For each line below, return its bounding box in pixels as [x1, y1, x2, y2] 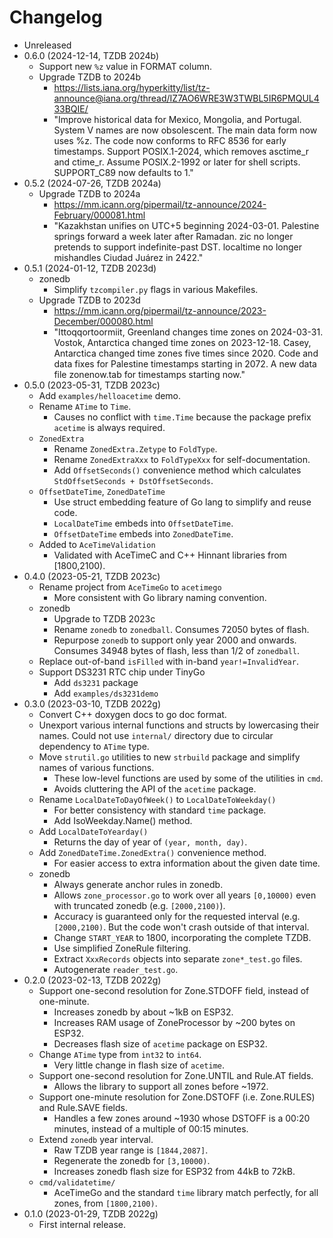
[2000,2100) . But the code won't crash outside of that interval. [53, 921, 310, 933]
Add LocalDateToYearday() [38, 825, 149, 837]
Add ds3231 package [53, 676, 139, 688]
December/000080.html [53, 315, 154, 327]
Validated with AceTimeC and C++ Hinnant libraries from [53, 549, 287, 561]
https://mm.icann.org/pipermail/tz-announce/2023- [53, 304, 267, 316]
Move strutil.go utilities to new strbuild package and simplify [38, 751, 301, 763]
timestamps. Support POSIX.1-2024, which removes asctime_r [53, 145, 310, 157]
